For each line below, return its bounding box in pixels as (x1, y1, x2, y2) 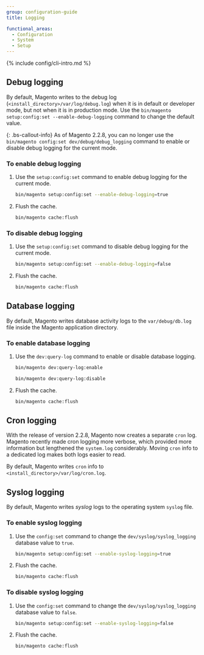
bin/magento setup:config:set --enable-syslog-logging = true (15, 551, 171, 557)
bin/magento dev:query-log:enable (15, 365, 103, 371)
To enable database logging (6, 338, 90, 347)
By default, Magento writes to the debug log (6, 93, 117, 101)
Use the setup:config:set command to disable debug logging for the (15, 243, 189, 251)
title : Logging (6, 15, 45, 21)
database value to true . (15, 539, 74, 546)
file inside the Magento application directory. (6, 323, 119, 331)
